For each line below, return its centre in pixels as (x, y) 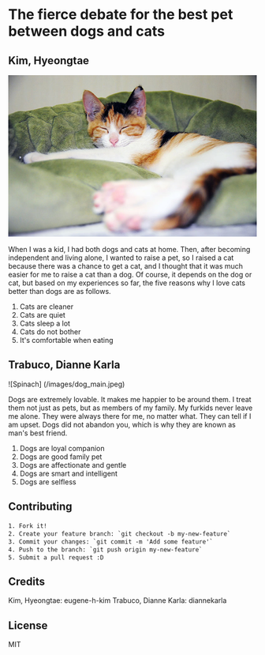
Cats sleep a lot (45, 323)
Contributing (40, 507)
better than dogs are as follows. (60, 291)
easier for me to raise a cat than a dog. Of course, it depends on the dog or (130, 274)
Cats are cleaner (46, 307)
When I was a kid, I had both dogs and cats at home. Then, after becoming (129, 249)
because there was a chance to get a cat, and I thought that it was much (125, 265)
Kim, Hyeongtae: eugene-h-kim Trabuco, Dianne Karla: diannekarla (118, 600)
